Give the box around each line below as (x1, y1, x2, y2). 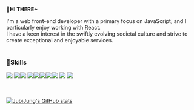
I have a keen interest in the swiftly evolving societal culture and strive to (6, 30, 188, 37)
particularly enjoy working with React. (6, 24, 101, 31)
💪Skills (6, 58, 27, 66)
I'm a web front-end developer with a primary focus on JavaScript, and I (6, 18, 187, 24)
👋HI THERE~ (6, 6, 38, 13)
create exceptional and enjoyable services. (6, 37, 113, 44)
